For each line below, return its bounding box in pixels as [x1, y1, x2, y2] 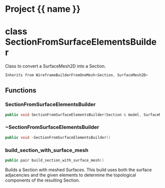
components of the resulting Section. [5, 177, 80, 183]
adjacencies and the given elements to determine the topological [5, 172, 137, 178]
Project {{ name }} [5, 3, 81, 15]
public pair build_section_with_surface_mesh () [5, 158, 105, 163]
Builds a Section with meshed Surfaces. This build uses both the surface [5, 166, 152, 173]
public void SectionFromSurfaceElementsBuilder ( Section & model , [5, 112, 141, 117]
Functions [5, 86, 37, 94]
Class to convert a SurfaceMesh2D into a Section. [5, 63, 106, 69]
